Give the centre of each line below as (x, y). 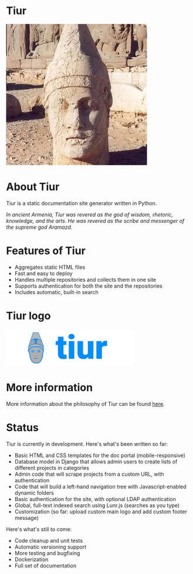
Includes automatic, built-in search (56, 292)
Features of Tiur (46, 251)
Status (23, 427)
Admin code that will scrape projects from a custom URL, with (89, 474)
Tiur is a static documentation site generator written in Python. (82, 203)
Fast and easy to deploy (43, 273)
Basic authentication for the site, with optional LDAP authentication (95, 499)
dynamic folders (34, 493)
